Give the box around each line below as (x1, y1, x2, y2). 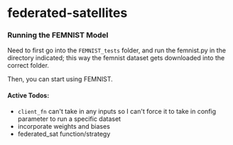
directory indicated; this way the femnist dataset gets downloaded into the (7, 54, 225, 62)
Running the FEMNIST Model (7, 30, 109, 40)
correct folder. (7, 62, 50, 70)
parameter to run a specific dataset (17, 115, 121, 123)
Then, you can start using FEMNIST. (7, 75, 114, 83)
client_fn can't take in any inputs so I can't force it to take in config (17, 107, 217, 115)
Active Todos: (7, 91, 50, 100)
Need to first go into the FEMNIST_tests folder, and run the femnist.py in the (7, 46, 226, 54)
